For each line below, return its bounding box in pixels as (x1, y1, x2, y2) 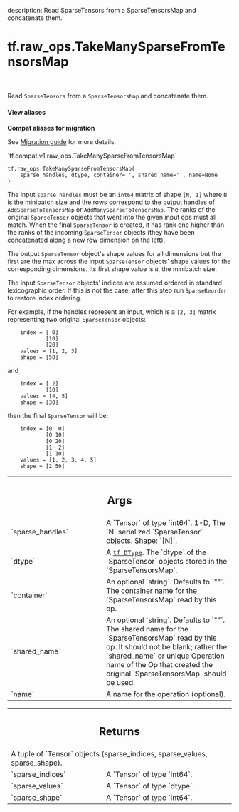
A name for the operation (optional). (106, 689, 226, 699)
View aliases (7, 108, 46, 116)
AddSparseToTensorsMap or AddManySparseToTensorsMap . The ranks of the (7, 205, 216, 214)
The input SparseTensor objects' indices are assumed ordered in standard (7, 278, 223, 288)
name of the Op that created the (106, 659, 213, 669)
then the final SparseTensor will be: (7, 412, 109, 420)
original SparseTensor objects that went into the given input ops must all (7, 213, 217, 222)
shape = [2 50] (20, 463, 65, 470)
